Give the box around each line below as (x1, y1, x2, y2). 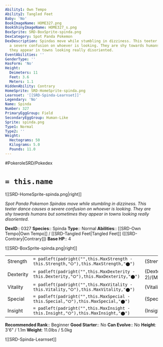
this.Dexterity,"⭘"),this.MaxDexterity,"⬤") (33, 274, 140, 279)
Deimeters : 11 (9, 70, 38, 75)
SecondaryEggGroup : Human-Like (5, 115, 68, 120)
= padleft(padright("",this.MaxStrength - (33, 256, 132, 262)
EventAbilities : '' (5, 52, 45, 57)
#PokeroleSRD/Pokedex (5, 160, 53, 166)
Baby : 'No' (5, 16, 27, 21)
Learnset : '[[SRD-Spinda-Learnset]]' (5, 93, 81, 97)
